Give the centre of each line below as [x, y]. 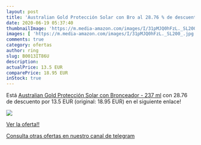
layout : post [22, 12]
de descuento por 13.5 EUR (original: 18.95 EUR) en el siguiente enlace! [94, 101]
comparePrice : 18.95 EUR [37, 73]
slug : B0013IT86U [28, 56]
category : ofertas [29, 45]
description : [22, 61]
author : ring [22, 51]
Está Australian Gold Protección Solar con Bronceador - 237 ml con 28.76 [97, 95]
